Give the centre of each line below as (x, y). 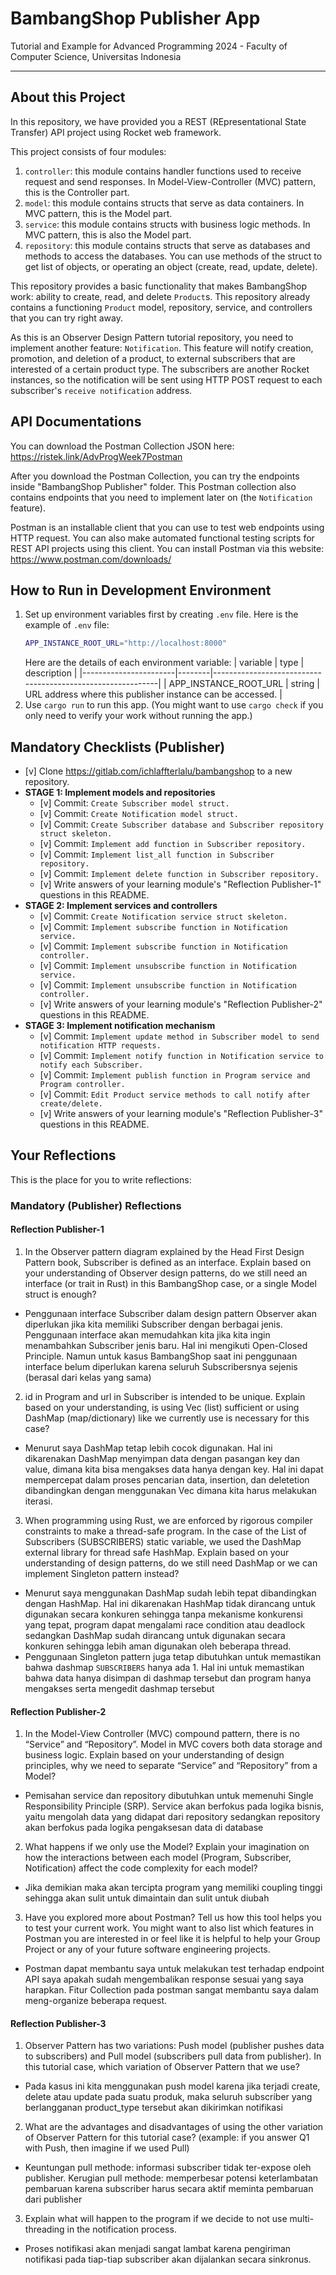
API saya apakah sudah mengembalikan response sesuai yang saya (164, 1979)
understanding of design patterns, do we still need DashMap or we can (171, 1563)
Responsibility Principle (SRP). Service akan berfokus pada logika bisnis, (174, 1806)
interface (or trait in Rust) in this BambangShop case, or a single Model (170, 1283)
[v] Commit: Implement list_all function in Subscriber (157, 854)
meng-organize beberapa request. (96, 2001)
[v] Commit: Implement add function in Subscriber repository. (173, 844)
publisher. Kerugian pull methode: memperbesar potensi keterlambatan (171, 2178)
